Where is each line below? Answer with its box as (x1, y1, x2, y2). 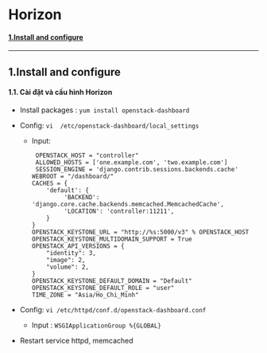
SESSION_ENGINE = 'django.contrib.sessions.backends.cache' (35, 165, 238, 173)
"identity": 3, (46, 249, 97, 257)
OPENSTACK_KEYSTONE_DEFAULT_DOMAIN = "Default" (31, 277, 192, 284)
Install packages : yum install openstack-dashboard (19, 105, 190, 115)
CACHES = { (31, 179, 68, 187)
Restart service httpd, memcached (19, 335, 133, 345)
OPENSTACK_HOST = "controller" (35, 151, 139, 159)
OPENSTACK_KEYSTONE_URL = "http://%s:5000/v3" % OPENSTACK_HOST (31, 228, 250, 236)
